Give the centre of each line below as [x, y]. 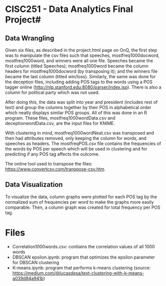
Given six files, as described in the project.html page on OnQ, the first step [81, 50]
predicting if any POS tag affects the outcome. [53, 154]
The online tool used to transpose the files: [49, 164]
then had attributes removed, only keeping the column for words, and [76, 138]
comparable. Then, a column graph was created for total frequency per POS [83, 207]
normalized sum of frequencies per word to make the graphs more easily [80, 202]
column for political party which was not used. [53, 92]
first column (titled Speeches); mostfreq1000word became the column [77, 66]
